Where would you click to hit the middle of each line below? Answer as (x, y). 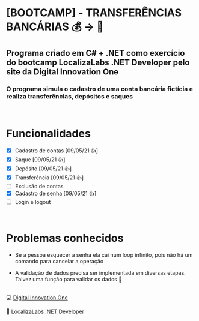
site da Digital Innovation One (63, 72)
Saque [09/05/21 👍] (40, 160)
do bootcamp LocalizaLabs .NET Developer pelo (98, 62)
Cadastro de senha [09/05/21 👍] (56, 193)
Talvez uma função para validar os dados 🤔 (69, 279)
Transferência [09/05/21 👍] (49, 178)
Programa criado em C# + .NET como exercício (96, 53)
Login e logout (33, 202)
